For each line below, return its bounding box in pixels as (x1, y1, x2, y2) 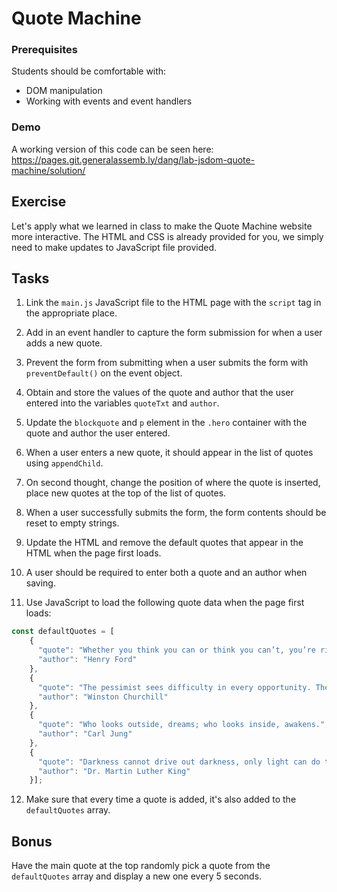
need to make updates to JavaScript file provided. (11, 241, 218, 253)
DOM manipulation (25, 85, 103, 97)
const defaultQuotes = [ (11, 627, 115, 637)
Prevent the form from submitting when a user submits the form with (25, 357, 309, 369)
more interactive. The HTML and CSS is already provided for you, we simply (11, 230, 324, 242)
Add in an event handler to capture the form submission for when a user (25, 327, 323, 339)
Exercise (11, 193, 67, 211)
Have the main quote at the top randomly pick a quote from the (11, 860, 271, 872)
